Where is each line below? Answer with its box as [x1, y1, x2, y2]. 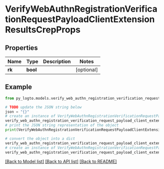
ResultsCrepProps [5, 24, 81, 35]
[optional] [75, 66, 98, 73]
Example [5, 83, 32, 91]
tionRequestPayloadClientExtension [5, 14, 155, 25]
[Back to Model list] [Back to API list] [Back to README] [5, 159, 117, 165]
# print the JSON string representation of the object [5, 123, 119, 128]
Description [43, 58, 71, 64]
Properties [5, 43, 38, 52]
